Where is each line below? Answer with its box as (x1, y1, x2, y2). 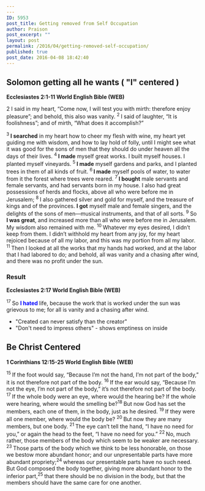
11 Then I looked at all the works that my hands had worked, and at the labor (6, 243, 197, 252)
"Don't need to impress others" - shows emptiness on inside (15, 324, 168, 331)
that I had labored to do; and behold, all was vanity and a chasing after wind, (6, 251, 199, 258)
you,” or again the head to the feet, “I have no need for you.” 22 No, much (6, 429, 191, 438)
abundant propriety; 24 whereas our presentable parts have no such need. (6, 457, 192, 466)
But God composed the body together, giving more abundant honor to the (6, 465, 192, 472)
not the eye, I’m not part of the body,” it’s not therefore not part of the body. (6, 385, 197, 392)
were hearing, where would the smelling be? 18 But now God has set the (6, 399, 185, 408)
